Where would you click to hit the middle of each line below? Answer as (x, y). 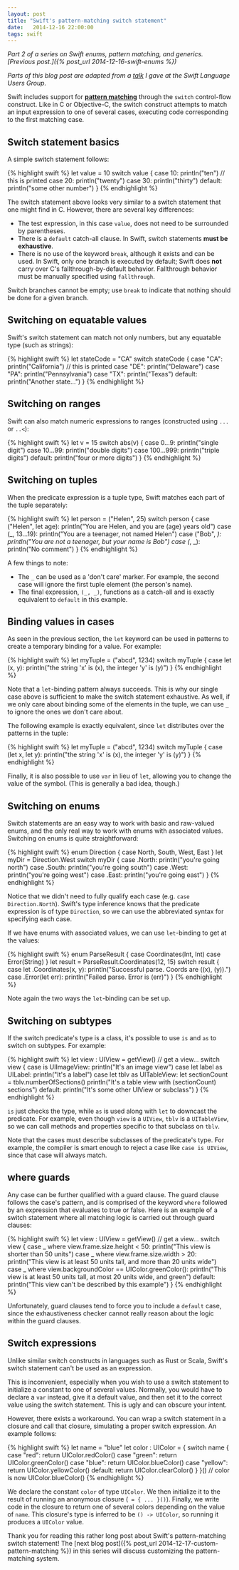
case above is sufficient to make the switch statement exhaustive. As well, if (119, 697)
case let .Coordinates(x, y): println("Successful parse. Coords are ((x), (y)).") (119, 970)
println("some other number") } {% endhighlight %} (83, 188)
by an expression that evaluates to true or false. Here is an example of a (113, 1210)
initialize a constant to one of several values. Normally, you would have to (115, 1389)
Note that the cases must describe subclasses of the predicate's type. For (116, 1140)
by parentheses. (41, 231)
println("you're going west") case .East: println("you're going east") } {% (113, 875)
